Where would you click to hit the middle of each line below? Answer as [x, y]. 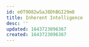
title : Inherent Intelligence [45, 18]
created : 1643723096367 [37, 35]
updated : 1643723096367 [37, 29]
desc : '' [17, 23]
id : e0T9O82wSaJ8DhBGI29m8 [41, 12]
